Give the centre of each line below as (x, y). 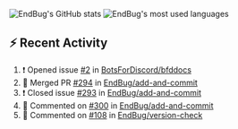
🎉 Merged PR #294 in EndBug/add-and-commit (110, 82)
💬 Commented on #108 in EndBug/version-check (112, 115)
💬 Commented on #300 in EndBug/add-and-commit (118, 105)
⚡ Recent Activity (59, 43)
